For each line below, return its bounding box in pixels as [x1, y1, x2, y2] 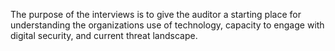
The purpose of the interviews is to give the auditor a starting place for [10, 9, 302, 20]
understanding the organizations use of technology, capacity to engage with [10, 19, 325, 31]
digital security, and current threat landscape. [10, 30, 198, 41]
